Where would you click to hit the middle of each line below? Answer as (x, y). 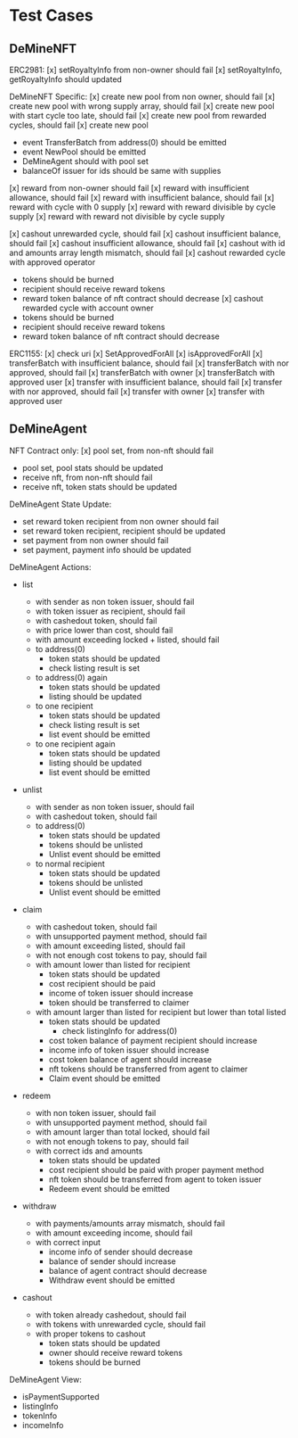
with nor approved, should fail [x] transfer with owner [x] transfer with (137, 392)
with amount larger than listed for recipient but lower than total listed (161, 1012)
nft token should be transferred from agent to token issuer (155, 1179)
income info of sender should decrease (121, 1252)
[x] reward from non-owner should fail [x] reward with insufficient (129, 188)
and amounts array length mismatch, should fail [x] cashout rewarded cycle (148, 252)
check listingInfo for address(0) (120, 1030)
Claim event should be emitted (105, 1078)
